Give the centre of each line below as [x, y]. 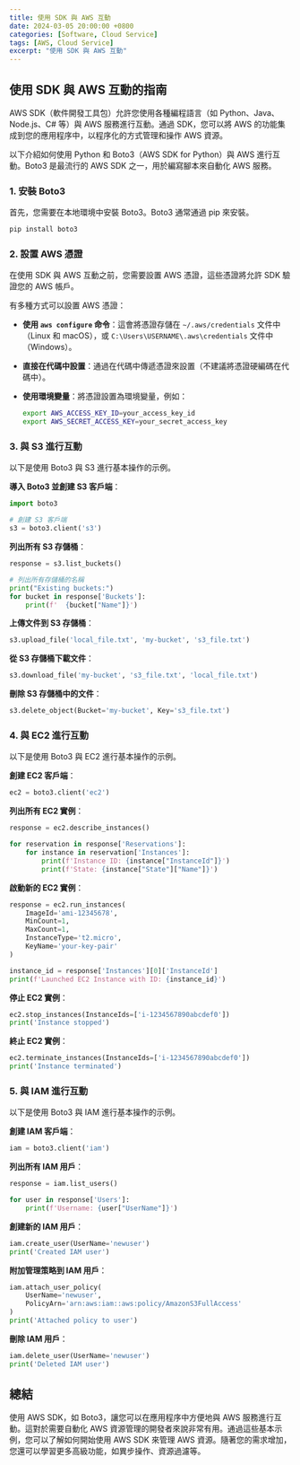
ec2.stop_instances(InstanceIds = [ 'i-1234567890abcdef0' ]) [120, 1014]
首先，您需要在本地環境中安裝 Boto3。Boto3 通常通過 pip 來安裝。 [132, 213]
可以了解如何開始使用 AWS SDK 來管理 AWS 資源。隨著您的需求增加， [162, 1440]
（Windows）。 [49, 347]
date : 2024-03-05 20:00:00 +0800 [72, 26]
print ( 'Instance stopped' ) [60, 1023]
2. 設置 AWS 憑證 [46, 254]
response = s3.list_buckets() [66, 564]
